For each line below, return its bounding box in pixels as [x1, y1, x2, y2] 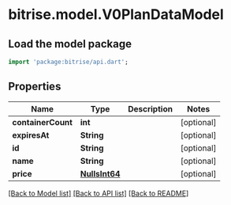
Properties [8, 80, 61, 93]
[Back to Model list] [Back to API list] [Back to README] [8, 188, 189, 198]
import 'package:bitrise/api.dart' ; [8, 58, 129, 66]
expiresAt [12, 129, 50, 140]
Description [127, 103, 173, 114]
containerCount [12, 116, 73, 127]
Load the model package [8, 37, 132, 51]
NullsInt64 [80, 168, 121, 179]
